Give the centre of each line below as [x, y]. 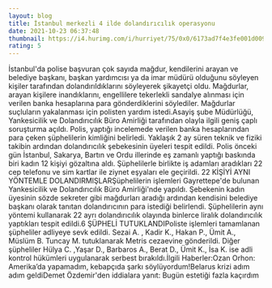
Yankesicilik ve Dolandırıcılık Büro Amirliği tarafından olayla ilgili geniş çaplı [133, 121]
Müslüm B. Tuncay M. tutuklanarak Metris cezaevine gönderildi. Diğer [124, 241]
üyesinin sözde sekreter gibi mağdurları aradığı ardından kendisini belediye [133, 198]
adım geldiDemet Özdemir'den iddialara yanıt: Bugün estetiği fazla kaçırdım [134, 275]
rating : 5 [25, 46]
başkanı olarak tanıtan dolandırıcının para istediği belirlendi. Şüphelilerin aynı [136, 206]
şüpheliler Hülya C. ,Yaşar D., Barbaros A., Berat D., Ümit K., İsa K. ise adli [131, 250]
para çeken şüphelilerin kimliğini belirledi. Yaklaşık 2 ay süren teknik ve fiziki [135, 138]
